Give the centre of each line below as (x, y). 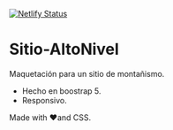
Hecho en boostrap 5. (61, 91)
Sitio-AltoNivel (64, 50)
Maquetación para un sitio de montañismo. (87, 73)
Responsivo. (45, 100)
